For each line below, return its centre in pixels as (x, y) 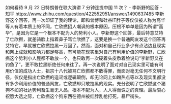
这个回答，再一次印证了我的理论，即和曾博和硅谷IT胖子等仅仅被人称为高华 (87, 20)
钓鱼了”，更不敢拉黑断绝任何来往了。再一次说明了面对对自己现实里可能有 (82, 64)
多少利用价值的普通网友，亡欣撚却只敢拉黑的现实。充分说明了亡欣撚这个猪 (88, 83)
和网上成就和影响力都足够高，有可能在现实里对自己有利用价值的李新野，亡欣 (85, 52)
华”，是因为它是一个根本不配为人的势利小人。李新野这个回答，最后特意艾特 (84, 33)
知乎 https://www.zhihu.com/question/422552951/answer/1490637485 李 (82, 14)
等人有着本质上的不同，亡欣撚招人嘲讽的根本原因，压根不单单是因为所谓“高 (84, 26)
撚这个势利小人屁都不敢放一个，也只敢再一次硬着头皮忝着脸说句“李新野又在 (84, 58)
